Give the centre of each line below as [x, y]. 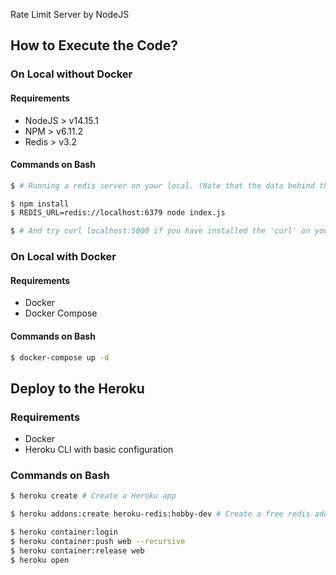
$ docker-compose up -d [60, 357]
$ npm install [40, 204]
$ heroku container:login [64, 532]
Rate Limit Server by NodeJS [70, 14]
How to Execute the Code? [94, 45]
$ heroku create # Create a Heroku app [93, 496]
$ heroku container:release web [77, 550]
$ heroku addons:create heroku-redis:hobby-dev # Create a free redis [160, 514]
